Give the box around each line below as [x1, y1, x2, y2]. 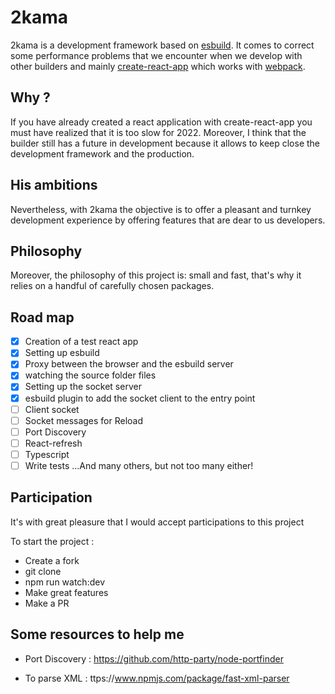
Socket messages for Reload [24, 414, 144, 426]
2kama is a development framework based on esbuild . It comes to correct [10, 39, 315, 51]
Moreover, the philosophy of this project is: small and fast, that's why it [10, 269, 302, 281]
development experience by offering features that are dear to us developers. [10, 214, 326, 226]
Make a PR [24, 597, 70, 609]
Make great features [24, 586, 109, 598]
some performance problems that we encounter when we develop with [10, 49, 303, 61]
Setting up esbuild [24, 347, 100, 359]
